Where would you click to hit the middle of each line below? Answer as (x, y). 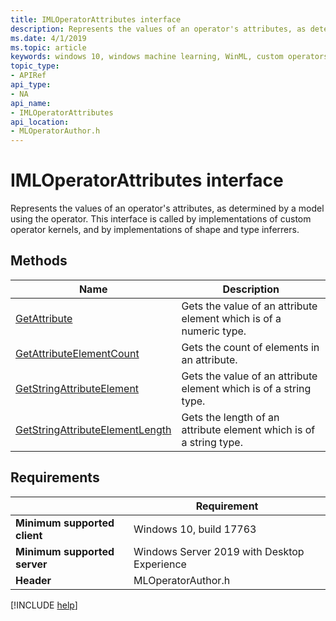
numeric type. (214, 331)
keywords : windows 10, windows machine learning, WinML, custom (147, 57)
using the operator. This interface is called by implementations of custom (161, 219)
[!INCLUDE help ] (44, 605)
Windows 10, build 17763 (195, 529)
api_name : (31, 103)
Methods (39, 261)
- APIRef (28, 76)
